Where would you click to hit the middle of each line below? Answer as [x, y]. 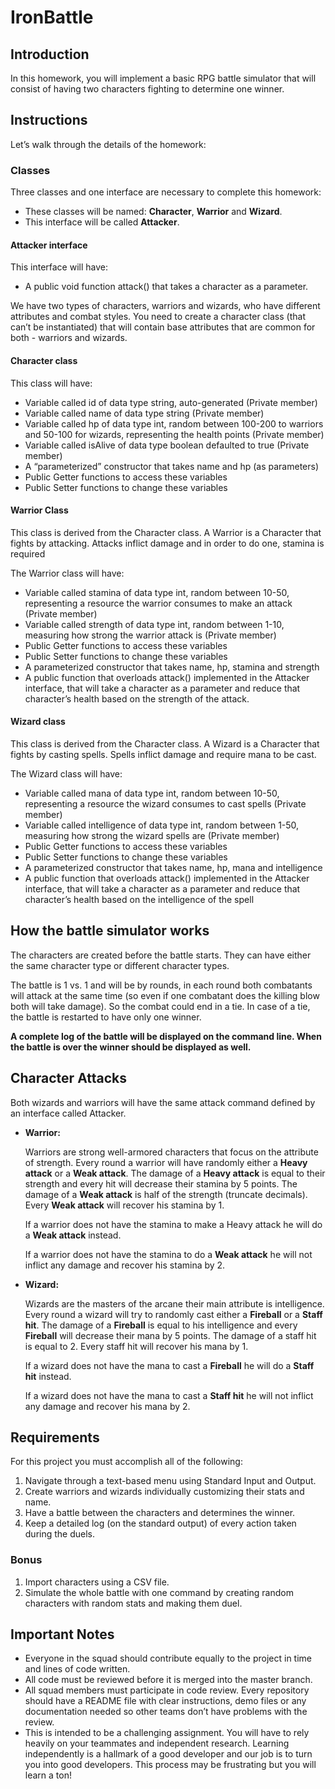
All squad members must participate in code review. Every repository [167, 1690]
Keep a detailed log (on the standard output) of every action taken [160, 1523]
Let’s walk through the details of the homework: [108, 144]
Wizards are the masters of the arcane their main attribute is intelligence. [174, 1303]
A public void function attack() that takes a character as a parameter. [166, 287]
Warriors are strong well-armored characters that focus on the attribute [171, 1152]
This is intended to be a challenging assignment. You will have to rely [167, 1733]
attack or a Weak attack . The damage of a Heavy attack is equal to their [175, 1173]
